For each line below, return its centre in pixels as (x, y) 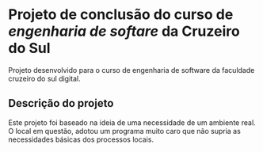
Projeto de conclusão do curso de (121, 15)
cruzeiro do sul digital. (44, 78)
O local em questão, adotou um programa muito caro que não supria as (125, 131)
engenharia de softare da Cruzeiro (124, 31)
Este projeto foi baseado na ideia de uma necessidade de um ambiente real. (132, 122)
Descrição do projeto (61, 103)
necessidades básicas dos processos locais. (81, 139)
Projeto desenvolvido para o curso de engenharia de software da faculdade (131, 70)
